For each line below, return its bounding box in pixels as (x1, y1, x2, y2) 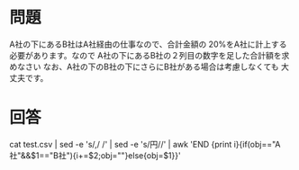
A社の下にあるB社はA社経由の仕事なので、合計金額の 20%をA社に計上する (9, 39, 287, 49)
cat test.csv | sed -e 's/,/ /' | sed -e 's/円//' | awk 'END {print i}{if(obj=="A (9, 139, 281, 149)
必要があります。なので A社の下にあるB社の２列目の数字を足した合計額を (9, 49, 282, 60)
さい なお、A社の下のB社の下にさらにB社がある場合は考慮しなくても (24, 61, 279, 72)
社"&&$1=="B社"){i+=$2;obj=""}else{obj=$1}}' (9, 149, 182, 161)
